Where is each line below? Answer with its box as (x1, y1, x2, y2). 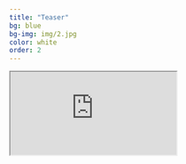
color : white (9, 37, 58, 47)
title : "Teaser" (9, 12, 69, 22)
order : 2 (9, 46, 42, 55)
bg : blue (9, 21, 42, 30)
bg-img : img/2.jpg (9, 29, 77, 38)
